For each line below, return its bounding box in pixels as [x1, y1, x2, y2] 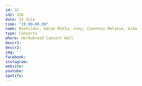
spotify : [5, 73, 24, 78]
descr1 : [5, 40, 22, 46]
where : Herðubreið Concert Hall [5, 36, 74, 41]
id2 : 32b [5, 12, 24, 17]
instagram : [5, 59, 28, 64]
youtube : [5, 69, 24, 74]
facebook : [5, 54, 26, 60]
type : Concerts [5, 31, 38, 36]
